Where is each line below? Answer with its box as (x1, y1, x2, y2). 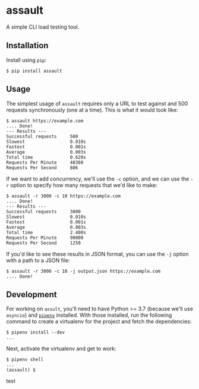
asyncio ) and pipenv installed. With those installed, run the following (6, 312, 172, 319)
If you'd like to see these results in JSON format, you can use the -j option (6, 250, 189, 257)
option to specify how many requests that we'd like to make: (10, 181, 157, 188)
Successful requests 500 (6, 133, 78, 139)
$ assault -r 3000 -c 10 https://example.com (6, 193, 121, 199)
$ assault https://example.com (6, 117, 84, 124)
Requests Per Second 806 (6, 164, 78, 170)
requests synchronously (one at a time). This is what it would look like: (6, 106, 178, 113)
